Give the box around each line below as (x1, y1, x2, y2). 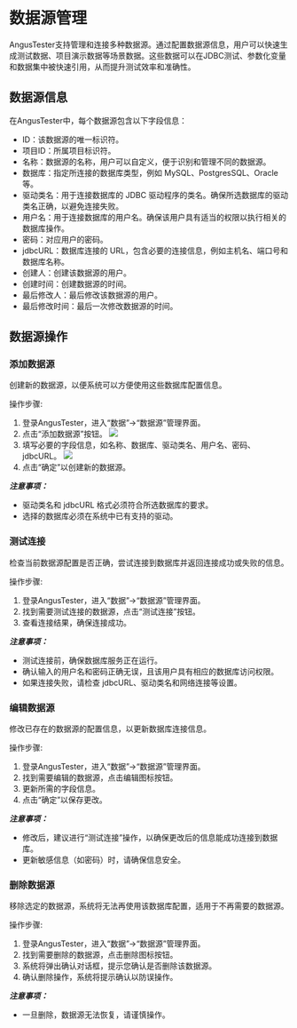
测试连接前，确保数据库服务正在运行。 (21, 655, 162, 665)
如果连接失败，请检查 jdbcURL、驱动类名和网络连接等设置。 (21, 677, 242, 688)
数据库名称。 (21, 256, 69, 267)
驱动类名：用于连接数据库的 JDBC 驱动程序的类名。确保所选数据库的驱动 (21, 189, 289, 200)
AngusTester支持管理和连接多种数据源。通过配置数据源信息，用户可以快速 (9, 39, 281, 50)
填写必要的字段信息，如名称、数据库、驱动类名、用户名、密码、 (21, 440, 255, 450)
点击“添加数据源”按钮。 (21, 428, 108, 440)
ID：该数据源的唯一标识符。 (21, 134, 124, 145)
